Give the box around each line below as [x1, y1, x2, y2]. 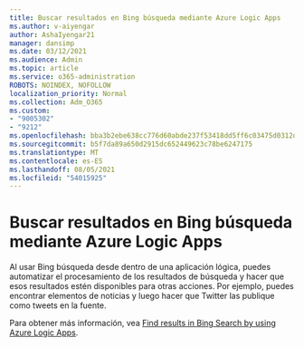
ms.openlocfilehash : [9, 131, 88, 140]
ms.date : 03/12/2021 [9, 47, 88, 56]
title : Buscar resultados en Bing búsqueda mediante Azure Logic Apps [9, 13, 281, 23]
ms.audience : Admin [9, 55, 83, 64]
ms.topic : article [9, 64, 79, 73]
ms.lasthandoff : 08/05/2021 [9, 165, 116, 174]
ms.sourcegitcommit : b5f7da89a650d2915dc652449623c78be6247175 [9, 140, 253, 149]
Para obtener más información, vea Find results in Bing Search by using [9, 318, 276, 329]
